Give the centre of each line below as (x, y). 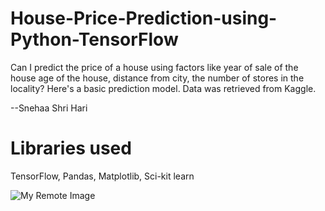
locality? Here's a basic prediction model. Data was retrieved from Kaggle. (163, 88)
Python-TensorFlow (94, 39)
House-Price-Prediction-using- (144, 18)
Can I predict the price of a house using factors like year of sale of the (154, 67)
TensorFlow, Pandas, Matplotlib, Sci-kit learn (102, 176)
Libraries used (71, 148)
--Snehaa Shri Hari (49, 108)
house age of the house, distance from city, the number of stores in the (157, 78)
